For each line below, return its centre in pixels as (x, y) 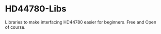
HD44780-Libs (36, 9)
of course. (15, 27)
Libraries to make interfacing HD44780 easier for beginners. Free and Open (81, 22)
